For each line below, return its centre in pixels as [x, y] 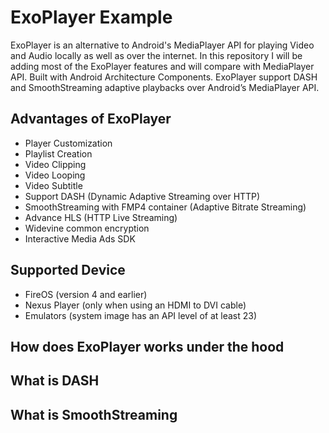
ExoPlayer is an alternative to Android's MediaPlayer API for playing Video [162, 45]
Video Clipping [55, 164]
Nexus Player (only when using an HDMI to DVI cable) [135, 305]
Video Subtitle [53, 185]
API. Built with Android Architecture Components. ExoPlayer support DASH [164, 77]
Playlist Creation [58, 153]
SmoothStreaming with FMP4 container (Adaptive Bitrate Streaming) [165, 207]
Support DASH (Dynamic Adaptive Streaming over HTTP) [142, 196]
